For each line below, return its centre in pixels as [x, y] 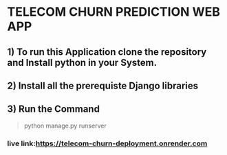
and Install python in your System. [82, 62]
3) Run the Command [53, 109]
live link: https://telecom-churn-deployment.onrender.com [107, 143]
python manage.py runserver [65, 126]
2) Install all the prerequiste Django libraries [103, 85]
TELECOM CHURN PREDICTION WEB [114, 12]
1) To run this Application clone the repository [107, 52]
